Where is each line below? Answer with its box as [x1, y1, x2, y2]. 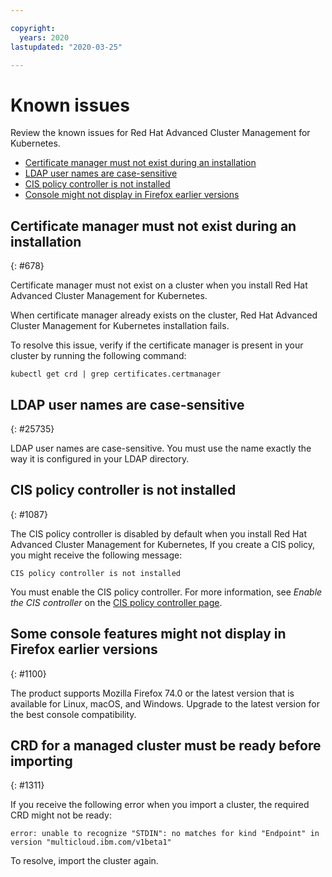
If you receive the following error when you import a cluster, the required [10, 799, 310, 811]
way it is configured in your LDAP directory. [10, 452, 190, 465]
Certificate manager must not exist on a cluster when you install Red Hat [10, 279, 308, 291]
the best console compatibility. [10, 708, 137, 720]
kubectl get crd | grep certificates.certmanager [10, 369, 222, 380]
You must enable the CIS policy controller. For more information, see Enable [10, 586, 323, 598]
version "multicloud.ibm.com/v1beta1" [10, 837, 172, 848]
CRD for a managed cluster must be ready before [10, 737, 322, 754]
